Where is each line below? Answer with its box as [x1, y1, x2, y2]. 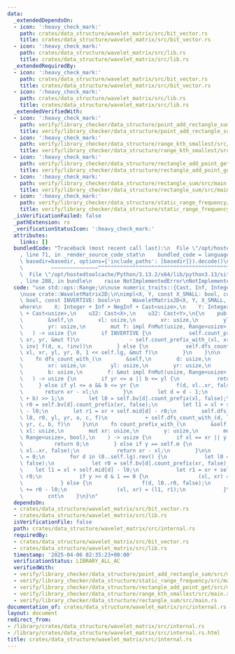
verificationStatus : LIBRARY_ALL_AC [13, 558, 120, 565]
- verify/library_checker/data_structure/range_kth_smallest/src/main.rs [13, 590, 233, 597]
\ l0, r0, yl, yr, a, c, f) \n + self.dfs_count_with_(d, [20, 414, 224, 421]
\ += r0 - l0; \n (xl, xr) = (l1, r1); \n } [20, 486, 227, 493]
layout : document [7, 610, 58, 617]
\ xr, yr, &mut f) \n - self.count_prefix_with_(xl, [20, 336, 220, 343]
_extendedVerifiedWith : [13, 108, 83, 115]
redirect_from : [7, 616, 52, 624]
